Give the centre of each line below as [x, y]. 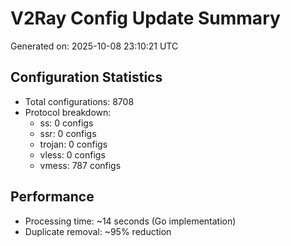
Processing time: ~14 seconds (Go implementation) [130, 221]
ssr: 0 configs [68, 133]
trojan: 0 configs [73, 144]
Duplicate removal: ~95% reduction [98, 231]
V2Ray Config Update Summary [145, 18]
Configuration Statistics [86, 77]
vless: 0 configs [72, 154]
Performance [52, 197]
